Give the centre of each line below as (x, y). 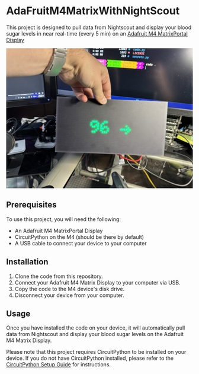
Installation (27, 262)
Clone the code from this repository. (59, 276)
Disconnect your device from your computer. (69, 295)
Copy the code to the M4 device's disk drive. (70, 289)
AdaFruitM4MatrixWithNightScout (93, 11)
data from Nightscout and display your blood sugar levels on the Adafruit (95, 334)
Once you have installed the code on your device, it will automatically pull (96, 328)
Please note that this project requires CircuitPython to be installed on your (96, 352)
